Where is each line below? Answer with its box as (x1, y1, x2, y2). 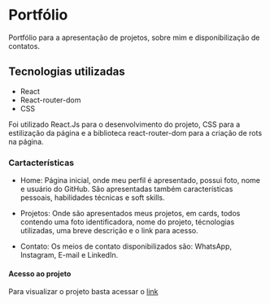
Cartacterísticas (8, 157, 75, 168)
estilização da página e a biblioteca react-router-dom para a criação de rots (8, 128, 263, 137)
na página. (8, 137, 44, 146)
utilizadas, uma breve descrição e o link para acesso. (20, 226, 198, 236)
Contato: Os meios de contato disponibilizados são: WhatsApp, (20, 241, 233, 251)
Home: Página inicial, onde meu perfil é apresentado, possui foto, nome (20, 176, 261, 185)
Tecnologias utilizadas (8, 65, 125, 79)
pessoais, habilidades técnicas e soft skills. (20, 193, 165, 202)
